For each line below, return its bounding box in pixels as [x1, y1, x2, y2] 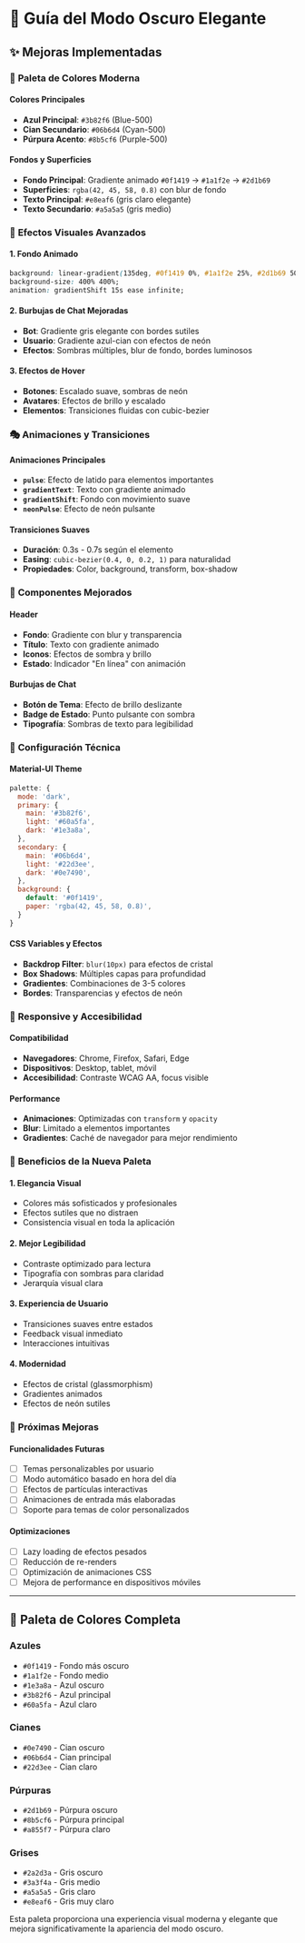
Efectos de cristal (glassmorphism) [22, 1378, 153, 1389]
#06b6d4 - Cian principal [22, 1751, 112, 1762]
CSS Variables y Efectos [9, 938, 103, 949]
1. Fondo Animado [9, 249, 79, 260]
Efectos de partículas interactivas [22, 1484, 148, 1495]
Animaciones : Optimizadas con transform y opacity [22, 1113, 218, 1125]
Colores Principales [9, 94, 85, 105]
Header [9, 609, 38, 620]
